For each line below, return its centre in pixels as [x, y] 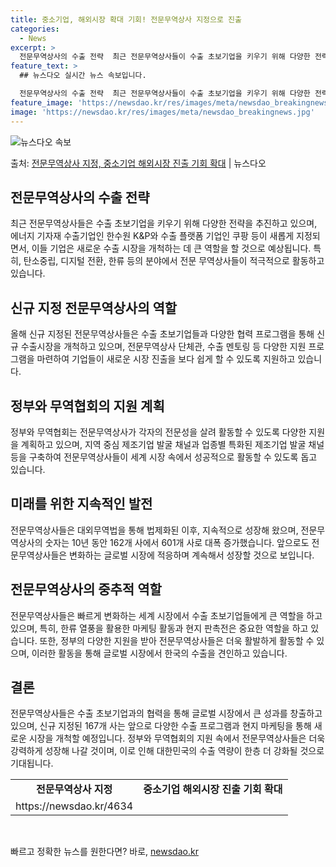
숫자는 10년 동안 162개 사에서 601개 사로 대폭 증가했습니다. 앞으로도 [177, 542]
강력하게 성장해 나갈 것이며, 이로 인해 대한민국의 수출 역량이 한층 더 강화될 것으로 [167, 751]
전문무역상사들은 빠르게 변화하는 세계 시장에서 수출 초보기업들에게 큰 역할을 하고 [166, 615]
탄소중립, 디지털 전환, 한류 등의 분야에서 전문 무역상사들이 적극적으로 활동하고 [174, 261]
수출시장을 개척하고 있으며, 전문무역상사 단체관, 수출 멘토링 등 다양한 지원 [163, 347]
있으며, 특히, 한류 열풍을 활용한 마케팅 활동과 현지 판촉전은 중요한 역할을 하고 [159, 628]
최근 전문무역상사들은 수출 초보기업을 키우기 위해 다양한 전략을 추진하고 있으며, [164, 223]
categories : [35, 29]
